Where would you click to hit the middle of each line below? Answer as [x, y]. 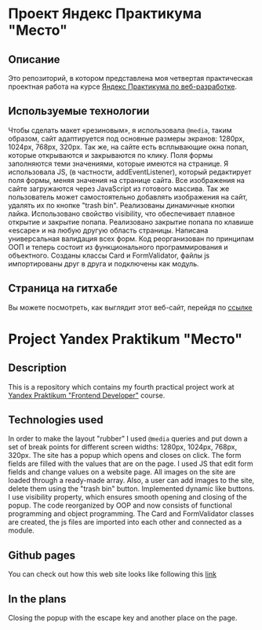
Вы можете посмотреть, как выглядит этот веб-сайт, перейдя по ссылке [130, 307]
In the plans [37, 599]
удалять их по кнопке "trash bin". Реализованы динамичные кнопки [122, 205]
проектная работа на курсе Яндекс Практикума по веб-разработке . [123, 86]
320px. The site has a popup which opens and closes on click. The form [125, 456]
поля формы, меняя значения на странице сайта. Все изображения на [127, 180]
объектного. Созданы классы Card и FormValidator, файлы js [109, 255]
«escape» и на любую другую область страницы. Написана [108, 230]
